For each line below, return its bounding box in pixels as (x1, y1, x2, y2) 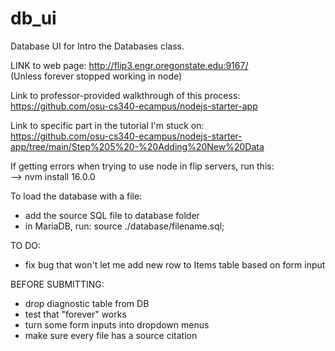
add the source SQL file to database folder (24, 209, 200, 221)
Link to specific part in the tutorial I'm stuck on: (10, 119, 205, 131)
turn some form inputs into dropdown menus (24, 318, 210, 331)
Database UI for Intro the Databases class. (10, 40, 185, 52)
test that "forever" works (24, 308, 127, 320)
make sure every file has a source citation (24, 329, 198, 341)
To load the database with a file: (10, 190, 143, 202)
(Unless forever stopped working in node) (10, 70, 183, 82)
